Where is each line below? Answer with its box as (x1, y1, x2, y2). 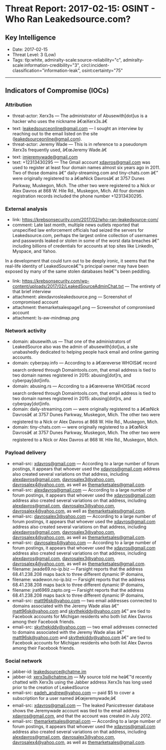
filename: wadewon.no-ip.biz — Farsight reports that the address (12, 576, 145, 582)
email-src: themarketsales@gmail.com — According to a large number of (12, 718, 161, 724)
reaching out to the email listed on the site (12, 130, 98, 136)
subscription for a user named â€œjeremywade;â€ (12, 695, 116, 701)
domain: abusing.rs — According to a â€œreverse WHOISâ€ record (12, 383, 150, 389)
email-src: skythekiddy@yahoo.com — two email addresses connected (12, 624, 158, 630)
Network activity (5, 327, 46, 334)
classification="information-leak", (12, 67, 81, 73)
